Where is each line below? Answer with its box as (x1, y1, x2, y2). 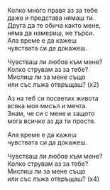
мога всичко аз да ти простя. (7, 117, 96, 125)
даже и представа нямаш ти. (7, 14, 95, 22)
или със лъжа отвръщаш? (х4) (7, 174, 100, 183)
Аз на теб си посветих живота (7, 94, 99, 102)
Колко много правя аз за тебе (7, 6, 98, 14)
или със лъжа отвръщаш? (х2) (7, 80, 99, 88)
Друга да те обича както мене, (7, 21, 101, 29)
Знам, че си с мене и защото (7, 110, 95, 117)
